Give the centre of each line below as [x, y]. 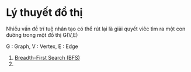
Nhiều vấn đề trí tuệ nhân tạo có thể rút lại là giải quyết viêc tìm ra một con [96, 29]
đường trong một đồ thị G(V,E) [42, 35]
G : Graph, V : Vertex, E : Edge [42, 46]
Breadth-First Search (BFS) [47, 57]
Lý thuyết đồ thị [44, 13]
